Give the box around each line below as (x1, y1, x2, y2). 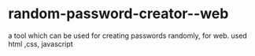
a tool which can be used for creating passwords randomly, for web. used (8, 31, 248, 40)
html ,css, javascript (8, 39, 73, 48)
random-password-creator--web (8, 5, 229, 23)
